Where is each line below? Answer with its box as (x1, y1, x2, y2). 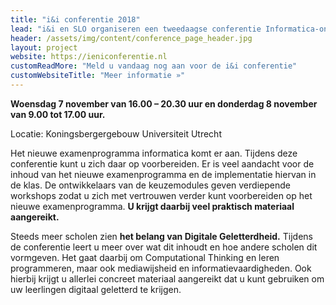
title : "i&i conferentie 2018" (10, 14, 141, 25)
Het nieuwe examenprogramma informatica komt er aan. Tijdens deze (10, 147, 298, 159)
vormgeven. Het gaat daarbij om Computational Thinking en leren (10, 251, 280, 263)
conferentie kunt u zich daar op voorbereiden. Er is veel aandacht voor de (10, 157, 315, 170)
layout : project (10, 42, 78, 53)
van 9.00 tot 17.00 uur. (10, 108, 106, 120)
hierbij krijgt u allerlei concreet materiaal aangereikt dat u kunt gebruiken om (10, 272, 325, 285)
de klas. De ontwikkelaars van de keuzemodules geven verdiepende (10, 179, 291, 191)
